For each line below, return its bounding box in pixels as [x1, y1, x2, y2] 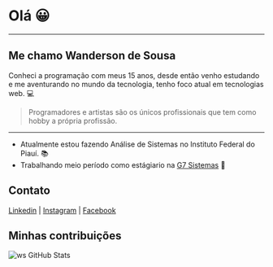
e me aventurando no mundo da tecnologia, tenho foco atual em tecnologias [8, 79, 264, 89]
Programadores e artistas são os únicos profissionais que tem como [28, 107, 257, 116]
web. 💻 [8, 88, 35, 98]
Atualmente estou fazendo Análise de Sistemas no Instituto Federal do [19, 139, 256, 149]
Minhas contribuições [8, 229, 122, 243]
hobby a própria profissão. [28, 116, 118, 125]
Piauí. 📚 [19, 148, 49, 158]
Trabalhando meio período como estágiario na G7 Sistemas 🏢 [19, 160, 226, 169]
